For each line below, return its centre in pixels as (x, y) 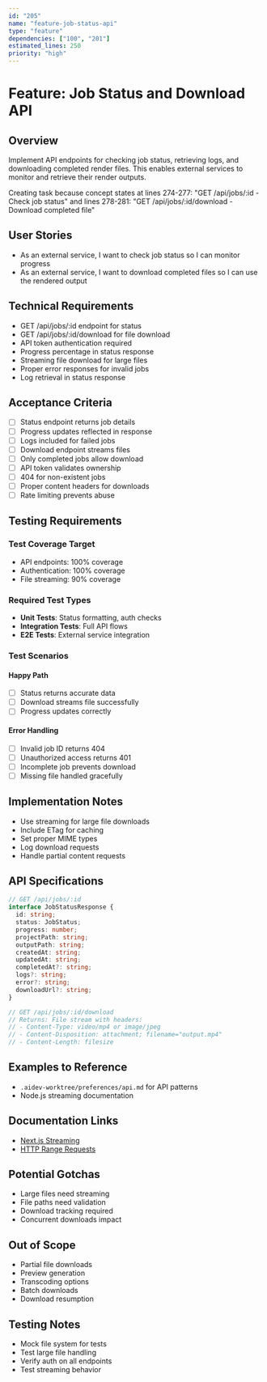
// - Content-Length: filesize (61, 1042)
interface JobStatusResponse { (61, 907)
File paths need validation (63, 1202)
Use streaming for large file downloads (85, 821)
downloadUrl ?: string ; (54, 990)
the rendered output (53, 281)
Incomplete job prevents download (78, 766)
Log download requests (59, 847)
